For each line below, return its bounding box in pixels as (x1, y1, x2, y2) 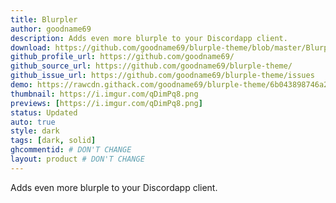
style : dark (10, 126, 60, 136)
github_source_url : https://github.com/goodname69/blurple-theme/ (10, 61, 293, 71)
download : (10, 42, 52, 53)
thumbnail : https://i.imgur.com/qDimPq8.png (10, 89, 199, 99)
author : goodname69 (10, 24, 92, 34)
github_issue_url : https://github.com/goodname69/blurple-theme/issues (10, 71, 315, 81)
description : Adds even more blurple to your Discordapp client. (10, 33, 288, 43)
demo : (10, 80, 33, 90)
